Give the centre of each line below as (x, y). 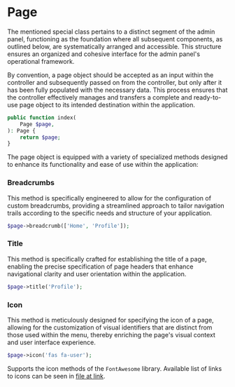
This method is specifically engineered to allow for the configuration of (109, 198)
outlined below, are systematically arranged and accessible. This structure (114, 46)
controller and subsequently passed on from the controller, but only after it (115, 82)
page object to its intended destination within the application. (107, 104)
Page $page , (37, 124)
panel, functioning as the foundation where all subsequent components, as (115, 39)
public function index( (42, 117)
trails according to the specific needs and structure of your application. (109, 213)
